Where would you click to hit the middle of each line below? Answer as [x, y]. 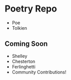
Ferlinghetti [23, 66]
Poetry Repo [31, 9]
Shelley [19, 56]
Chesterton [23, 61]
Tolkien [19, 28]
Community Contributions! [39, 72]
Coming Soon [26, 44]
